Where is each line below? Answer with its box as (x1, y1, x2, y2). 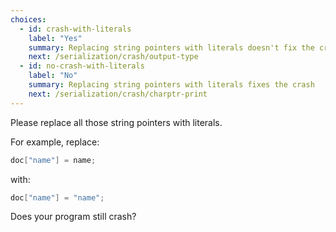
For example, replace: (10, 136, 100, 148)
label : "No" (28, 71, 78, 81)
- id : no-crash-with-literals (19, 61, 145, 71)
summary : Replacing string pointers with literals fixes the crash (28, 80, 315, 90)
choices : (10, 14, 47, 25)
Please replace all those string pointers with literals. (10, 116, 223, 128)
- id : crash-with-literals (19, 24, 132, 34)
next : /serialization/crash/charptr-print (28, 89, 208, 99)
